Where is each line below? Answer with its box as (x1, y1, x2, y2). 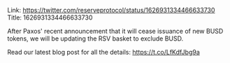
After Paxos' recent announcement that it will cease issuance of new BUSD (7, 27, 224, 35)
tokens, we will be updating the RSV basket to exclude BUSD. (7, 34, 184, 43)
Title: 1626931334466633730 (7, 13, 93, 22)
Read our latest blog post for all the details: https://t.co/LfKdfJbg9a (7, 48, 201, 56)
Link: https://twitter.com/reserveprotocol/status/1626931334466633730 (7, 6, 215, 14)
